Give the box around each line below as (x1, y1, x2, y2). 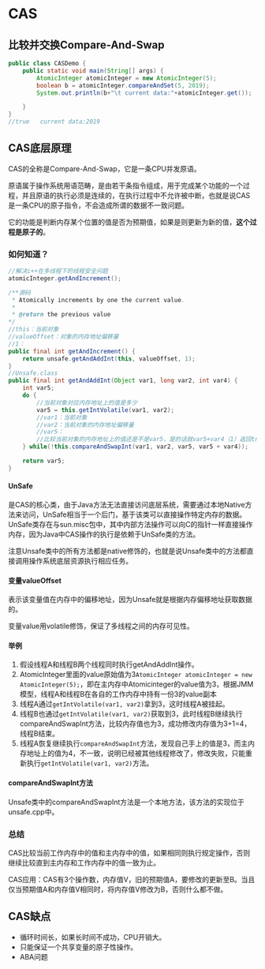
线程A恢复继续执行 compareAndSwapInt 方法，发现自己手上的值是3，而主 (19, 739, 248, 748)
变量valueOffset (8, 575, 62, 585)
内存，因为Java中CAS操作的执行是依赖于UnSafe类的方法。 (8, 529, 200, 539)
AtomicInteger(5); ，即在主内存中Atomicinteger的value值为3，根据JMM (19, 679, 254, 689)
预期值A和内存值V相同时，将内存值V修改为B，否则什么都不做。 (21, 885, 228, 894)
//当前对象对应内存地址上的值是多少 (36, 398, 138, 406)
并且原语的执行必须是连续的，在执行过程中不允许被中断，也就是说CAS (21, 190, 251, 200)
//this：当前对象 (8, 325, 59, 334)
